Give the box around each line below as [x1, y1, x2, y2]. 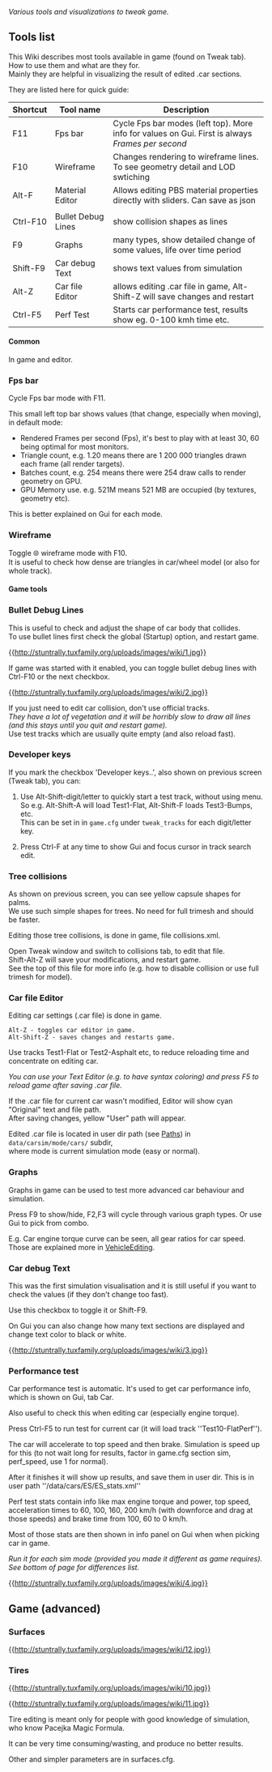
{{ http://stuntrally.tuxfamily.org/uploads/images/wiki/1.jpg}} [8, 647, 207, 657]
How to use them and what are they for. [8, 60, 140, 70]
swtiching [113, 171, 150, 182]
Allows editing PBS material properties [113, 184, 259, 195]
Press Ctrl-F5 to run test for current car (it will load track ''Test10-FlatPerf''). [8, 1424, 262, 1433]
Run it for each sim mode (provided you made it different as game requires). [8, 1554, 263, 1564]
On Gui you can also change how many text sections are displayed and [8, 1321, 245, 1330]
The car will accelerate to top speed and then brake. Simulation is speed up [8, 1440, 261, 1450]
